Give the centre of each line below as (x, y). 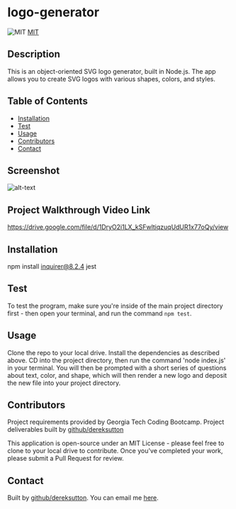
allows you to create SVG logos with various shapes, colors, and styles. (112, 79)
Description (34, 54)
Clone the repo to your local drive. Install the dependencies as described (113, 352)
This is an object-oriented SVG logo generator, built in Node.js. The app (112, 71)
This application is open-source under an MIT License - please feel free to (116, 443)
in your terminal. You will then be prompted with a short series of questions (117, 368)
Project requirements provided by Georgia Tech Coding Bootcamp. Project (116, 422)
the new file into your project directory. (64, 383)
